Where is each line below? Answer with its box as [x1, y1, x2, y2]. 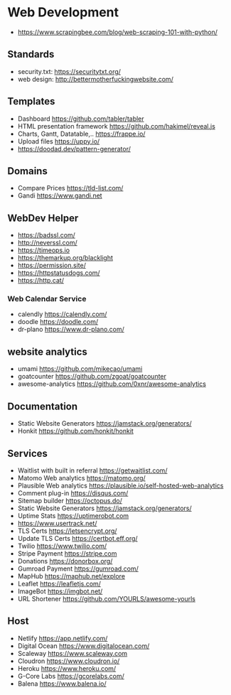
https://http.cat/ [17, 276, 64, 285]
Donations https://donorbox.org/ [17, 556, 113, 565]
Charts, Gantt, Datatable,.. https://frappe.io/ [17, 129, 146, 138]
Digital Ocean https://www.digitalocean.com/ [17, 641, 150, 650]
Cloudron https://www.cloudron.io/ [17, 657, 120, 665]
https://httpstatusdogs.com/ [17, 269, 101, 277]
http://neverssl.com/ [17, 239, 78, 247]
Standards [7, 48, 55, 60]
